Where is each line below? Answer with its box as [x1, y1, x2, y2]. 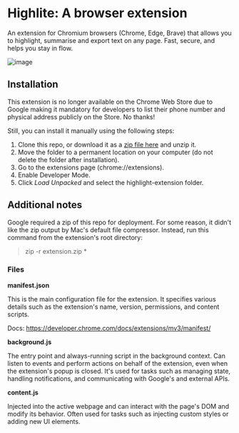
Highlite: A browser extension [7, 5, 188, 21]
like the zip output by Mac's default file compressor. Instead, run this [7, 225, 209, 234]
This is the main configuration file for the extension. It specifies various [7, 294, 216, 303]
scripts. [7, 309, 30, 319]
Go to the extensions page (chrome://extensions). [17, 163, 164, 171]
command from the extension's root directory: [7, 233, 143, 242]
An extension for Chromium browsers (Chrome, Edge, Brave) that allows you [7, 29, 232, 37]
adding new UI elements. [7, 417, 81, 426]
